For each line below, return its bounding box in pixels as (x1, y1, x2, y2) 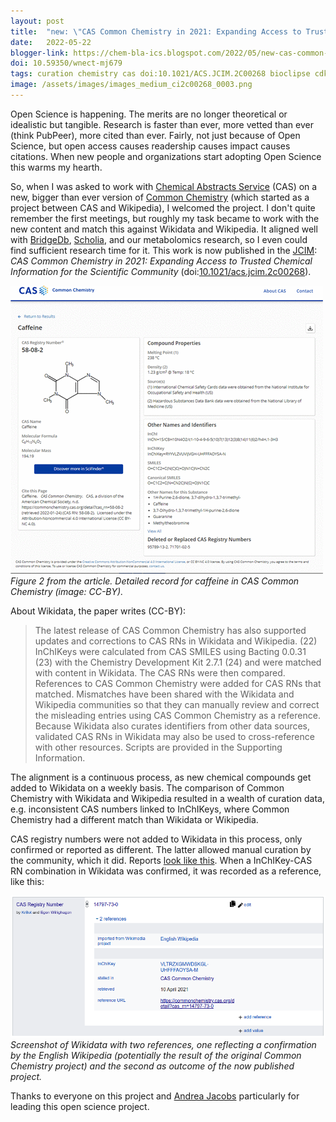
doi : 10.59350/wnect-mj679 (10, 58, 123, 69)
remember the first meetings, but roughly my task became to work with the (10, 212, 320, 224)
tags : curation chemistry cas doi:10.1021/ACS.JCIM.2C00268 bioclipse (10, 69, 311, 79)
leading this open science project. (10, 1101, 150, 1113)
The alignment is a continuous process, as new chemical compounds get (10, 771, 312, 783)
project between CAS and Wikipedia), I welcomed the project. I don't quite (10, 201, 316, 214)
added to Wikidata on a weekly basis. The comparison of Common (10, 781, 285, 794)
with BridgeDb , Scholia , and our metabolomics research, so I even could (10, 233, 308, 245)
